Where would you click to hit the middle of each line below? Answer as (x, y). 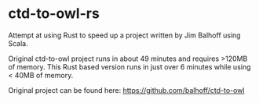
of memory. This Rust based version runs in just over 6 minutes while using (129, 66)
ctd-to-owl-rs (54, 14)
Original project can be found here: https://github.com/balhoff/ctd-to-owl (126, 90)
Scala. (18, 43)
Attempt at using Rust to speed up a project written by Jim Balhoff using (124, 35)
